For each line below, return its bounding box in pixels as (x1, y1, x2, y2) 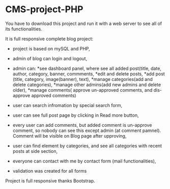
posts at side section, (12, 148, 58, 154)
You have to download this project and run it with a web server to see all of (5, 20, 162, 26)
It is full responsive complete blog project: (5, 36, 94, 42)
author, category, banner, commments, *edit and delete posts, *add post (12, 70, 165, 77)
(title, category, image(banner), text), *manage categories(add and (12, 76, 153, 82)
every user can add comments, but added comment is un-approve (12, 122, 152, 128)
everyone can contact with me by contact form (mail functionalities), (12, 158, 156, 164)
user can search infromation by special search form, (12, 102, 123, 108)
